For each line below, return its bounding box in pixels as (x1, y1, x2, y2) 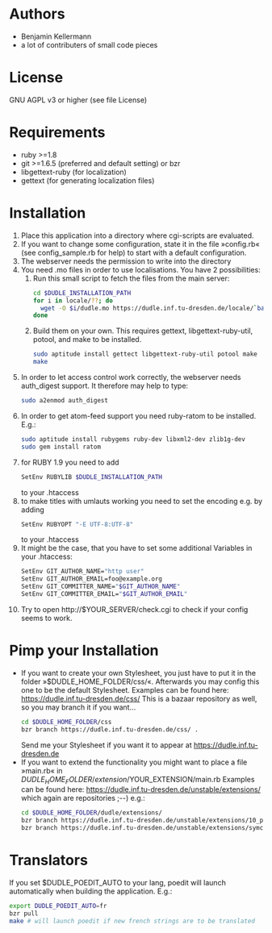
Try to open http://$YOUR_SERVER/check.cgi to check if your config (20, 604, 249, 614)
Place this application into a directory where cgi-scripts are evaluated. (20, 231, 254, 240)
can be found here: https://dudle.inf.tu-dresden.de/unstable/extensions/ (20, 785, 261, 794)
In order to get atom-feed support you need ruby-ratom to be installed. (20, 410, 257, 420)
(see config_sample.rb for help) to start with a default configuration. (20, 248, 247, 257)
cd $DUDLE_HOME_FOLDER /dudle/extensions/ (20, 809, 163, 817)
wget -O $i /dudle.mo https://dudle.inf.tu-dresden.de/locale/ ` (40, 304, 257, 312)
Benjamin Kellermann (20, 31, 92, 41)
